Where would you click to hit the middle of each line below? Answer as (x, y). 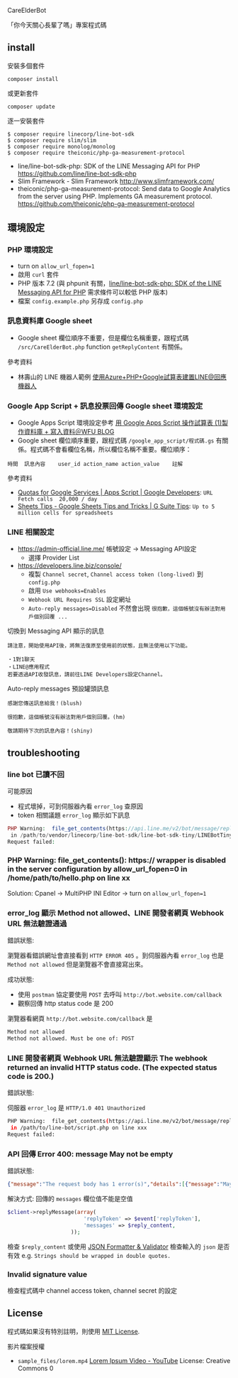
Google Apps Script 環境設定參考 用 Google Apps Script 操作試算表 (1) (120, 423)
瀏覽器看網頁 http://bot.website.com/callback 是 (80, 1019)
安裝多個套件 (26, 65)
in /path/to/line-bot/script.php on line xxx (79, 1128)
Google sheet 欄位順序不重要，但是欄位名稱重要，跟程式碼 (103, 337)
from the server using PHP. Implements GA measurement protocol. (115, 196)
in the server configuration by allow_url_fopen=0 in (97, 869)
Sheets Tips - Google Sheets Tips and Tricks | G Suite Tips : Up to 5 (116, 506)
